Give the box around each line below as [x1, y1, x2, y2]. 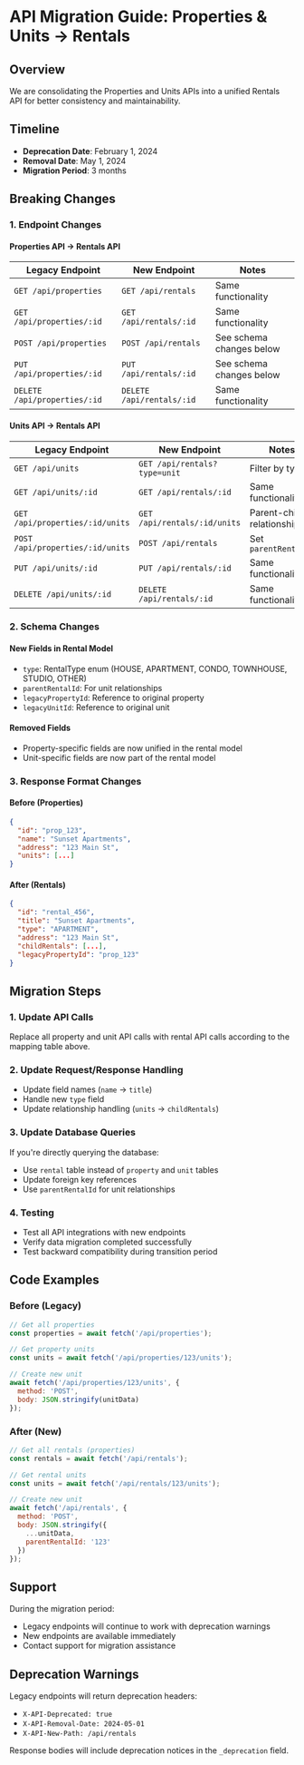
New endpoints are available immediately [22, 1631, 176, 1642]
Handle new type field [22, 1094, 105, 1105]
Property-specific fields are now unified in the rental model [22, 742, 242, 754]
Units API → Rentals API [9, 420, 101, 431]
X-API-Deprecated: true [22, 1710, 113, 1719]
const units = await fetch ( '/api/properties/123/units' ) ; [9, 1353, 233, 1362]
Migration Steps [9, 983, 102, 999]
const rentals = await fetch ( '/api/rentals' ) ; [9, 1454, 188, 1463]
